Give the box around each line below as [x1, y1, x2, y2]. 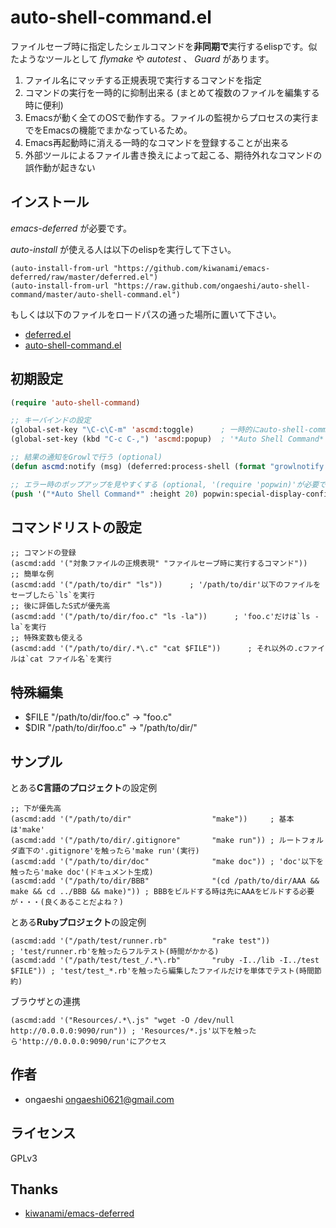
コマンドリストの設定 [10, 519, 142, 536]
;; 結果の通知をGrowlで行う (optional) [10, 452, 163, 463]
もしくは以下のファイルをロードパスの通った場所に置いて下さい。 [10, 308, 282, 320]
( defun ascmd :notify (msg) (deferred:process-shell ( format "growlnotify [10, 461, 325, 471]
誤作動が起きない [24, 161, 96, 173]
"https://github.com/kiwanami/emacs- [113, 263, 271, 273]
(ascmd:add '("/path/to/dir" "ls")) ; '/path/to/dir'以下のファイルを [10, 580, 322, 590]
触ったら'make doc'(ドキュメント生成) [10, 867, 154, 877]
